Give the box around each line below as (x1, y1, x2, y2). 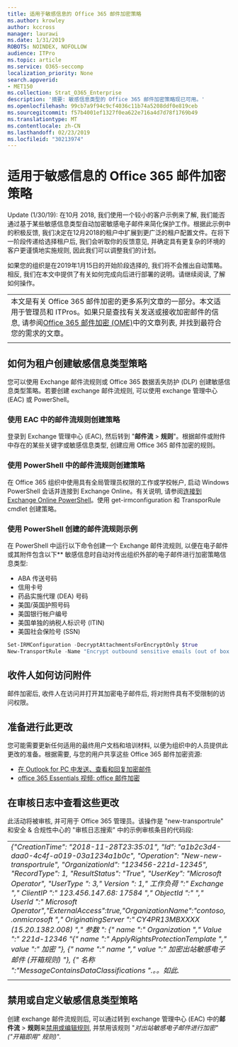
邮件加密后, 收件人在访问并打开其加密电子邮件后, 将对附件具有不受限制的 (7, 689, 220, 698)
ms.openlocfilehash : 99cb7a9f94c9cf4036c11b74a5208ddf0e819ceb (7, 103, 198, 110)
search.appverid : (7, 76, 59, 84)
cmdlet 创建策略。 (7, 504, 60, 513)
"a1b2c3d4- (177, 842, 222, 852)
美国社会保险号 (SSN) (17, 627, 81, 635)
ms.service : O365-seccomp (7, 63, 84, 70)
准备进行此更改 (7, 720, 73, 733)
